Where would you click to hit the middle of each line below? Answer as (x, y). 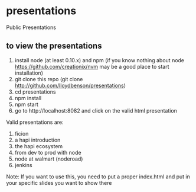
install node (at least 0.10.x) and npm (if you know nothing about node (99, 60)
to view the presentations (54, 46)
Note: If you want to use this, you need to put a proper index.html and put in (98, 177)
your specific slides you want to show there (59, 183)
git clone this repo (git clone (49, 79)
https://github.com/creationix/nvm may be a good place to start (92, 66)
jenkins (23, 165)
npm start (26, 104)
